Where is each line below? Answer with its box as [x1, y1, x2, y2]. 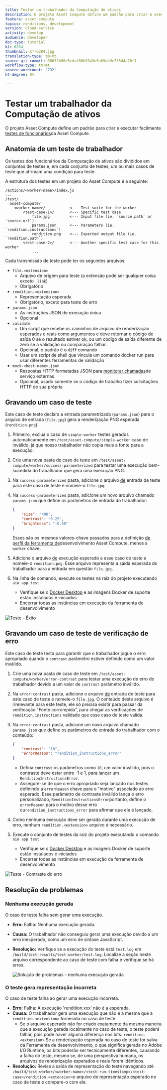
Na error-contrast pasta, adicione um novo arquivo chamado [12, 721, 139, 727]
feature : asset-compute [5, 16, 55, 21]
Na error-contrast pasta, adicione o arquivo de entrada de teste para [12, 690, 156, 696]
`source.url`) [5, 218, 35, 223]
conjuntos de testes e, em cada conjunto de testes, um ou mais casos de [5, 163, 155, 169]
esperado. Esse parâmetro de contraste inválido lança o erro [19, 791, 144, 797]
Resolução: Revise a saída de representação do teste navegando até [12, 1063, 154, 1069]
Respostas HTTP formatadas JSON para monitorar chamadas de [19, 368, 151, 374]
